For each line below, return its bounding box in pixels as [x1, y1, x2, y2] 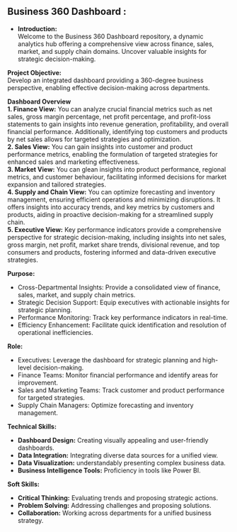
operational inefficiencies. [17, 328, 93, 336]
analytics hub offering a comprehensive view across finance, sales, [17, 39, 214, 48]
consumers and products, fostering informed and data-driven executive [7, 248, 216, 256]
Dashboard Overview [7, 97, 71, 106]
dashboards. [17, 443, 54, 452]
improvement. [17, 378, 59, 387]
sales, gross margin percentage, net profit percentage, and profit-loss [7, 112, 211, 121]
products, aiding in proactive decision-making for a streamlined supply [7, 210, 214, 218]
